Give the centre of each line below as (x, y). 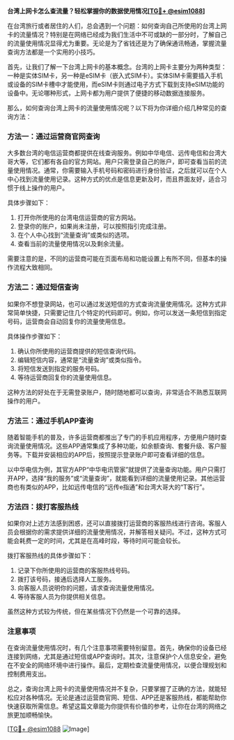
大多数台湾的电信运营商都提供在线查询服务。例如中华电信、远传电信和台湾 (114, 153)
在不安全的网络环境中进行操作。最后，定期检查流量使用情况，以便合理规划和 (117, 665)
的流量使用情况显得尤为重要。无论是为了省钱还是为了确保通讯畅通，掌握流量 (117, 43)
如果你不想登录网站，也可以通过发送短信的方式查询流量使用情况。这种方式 (114, 304)
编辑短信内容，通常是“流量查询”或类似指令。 (81, 360)
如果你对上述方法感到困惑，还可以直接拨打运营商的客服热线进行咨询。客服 (114, 523)
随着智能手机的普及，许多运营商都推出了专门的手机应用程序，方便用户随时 (114, 437)
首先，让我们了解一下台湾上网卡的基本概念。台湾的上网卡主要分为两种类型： (117, 67)
